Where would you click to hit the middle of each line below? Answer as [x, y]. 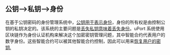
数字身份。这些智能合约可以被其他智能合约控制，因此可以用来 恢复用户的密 [83, 41]
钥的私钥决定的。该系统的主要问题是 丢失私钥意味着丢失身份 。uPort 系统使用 [85, 28]
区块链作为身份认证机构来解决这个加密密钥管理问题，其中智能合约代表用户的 [85, 35]
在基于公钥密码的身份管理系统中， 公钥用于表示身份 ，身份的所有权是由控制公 [85, 22]
